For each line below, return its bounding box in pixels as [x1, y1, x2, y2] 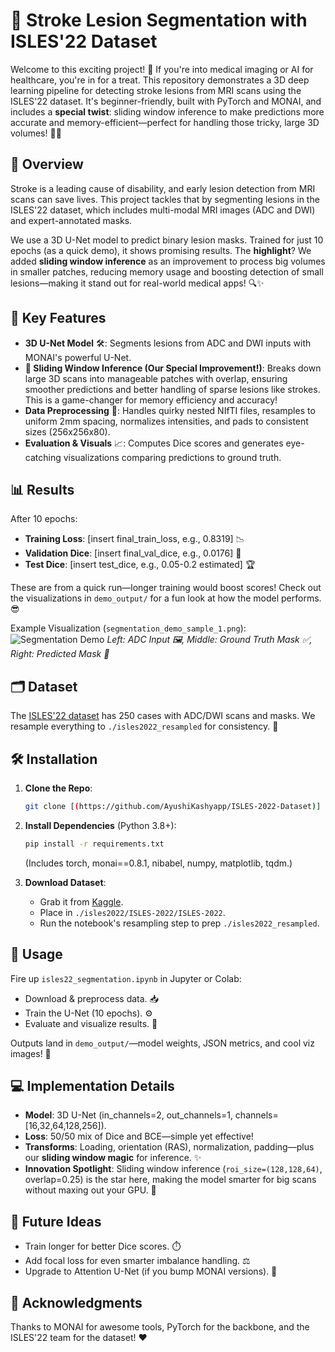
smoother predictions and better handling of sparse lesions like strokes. [24, 383, 321, 395]
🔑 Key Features [10, 310, 107, 327]
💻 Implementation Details [10, 1077, 175, 1094]
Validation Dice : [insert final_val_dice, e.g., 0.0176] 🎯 [24, 547, 242, 559]
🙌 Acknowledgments [10, 1294, 143, 1311]
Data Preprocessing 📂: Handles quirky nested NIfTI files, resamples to [24, 404, 316, 416]
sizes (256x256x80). [24, 425, 111, 438]
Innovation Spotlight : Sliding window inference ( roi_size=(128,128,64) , [24, 1163, 323, 1175]
